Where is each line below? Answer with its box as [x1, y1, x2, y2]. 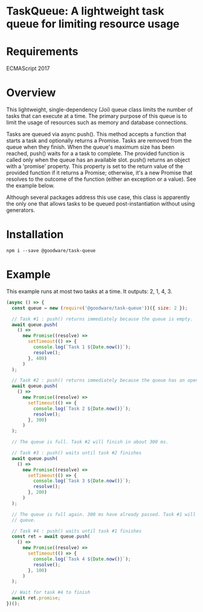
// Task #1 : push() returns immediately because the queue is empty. [11, 316, 193, 322]
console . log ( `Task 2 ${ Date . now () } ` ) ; [33, 405, 131, 412]
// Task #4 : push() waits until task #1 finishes [11, 528, 142, 534]
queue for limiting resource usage [6, 17, 180, 31]
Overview [6, 86, 56, 100]
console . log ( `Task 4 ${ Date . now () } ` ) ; [33, 556, 131, 562]
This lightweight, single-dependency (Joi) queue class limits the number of [6, 106, 193, 113]
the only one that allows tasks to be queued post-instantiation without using [6, 200, 195, 207]
